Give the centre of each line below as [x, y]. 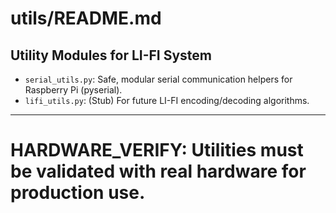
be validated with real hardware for [158, 171]
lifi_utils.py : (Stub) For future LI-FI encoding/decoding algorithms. [167, 100]
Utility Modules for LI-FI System [111, 55]
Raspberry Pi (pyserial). [73, 90]
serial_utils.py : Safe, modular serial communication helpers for [158, 79]
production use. [78, 193]
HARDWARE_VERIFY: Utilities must [157, 150]
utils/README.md [86, 18]
